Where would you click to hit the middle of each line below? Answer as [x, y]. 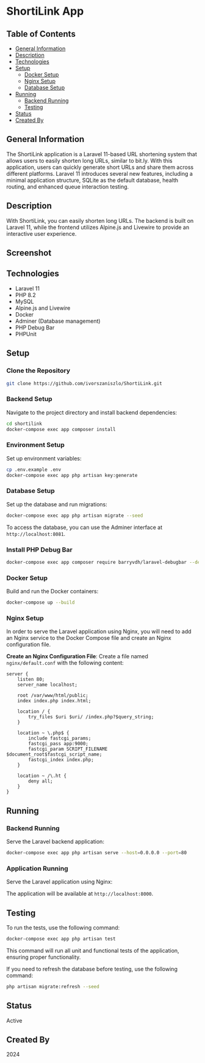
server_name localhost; [48, 685]
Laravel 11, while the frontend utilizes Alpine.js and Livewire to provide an [98, 227]
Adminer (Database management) [58, 321]
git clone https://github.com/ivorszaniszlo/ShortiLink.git [85, 383]
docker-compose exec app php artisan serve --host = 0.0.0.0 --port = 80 [97, 852]
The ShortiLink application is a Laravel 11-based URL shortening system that [102, 154]
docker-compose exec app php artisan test [61, 939]
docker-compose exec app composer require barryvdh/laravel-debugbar [97, 562]
